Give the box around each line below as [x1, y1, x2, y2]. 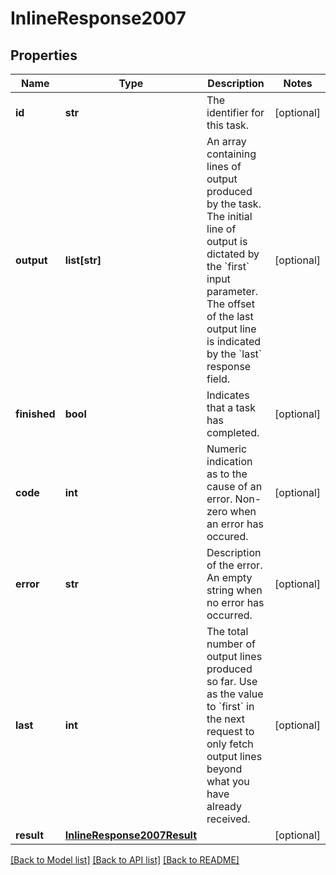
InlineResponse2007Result [64, 828, 198, 842]
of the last [206, 310, 254, 323]
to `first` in [206, 700, 255, 713]
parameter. [206, 285, 259, 298]
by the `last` [206, 347, 262, 361]
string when [206, 583, 263, 597]
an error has [206, 517, 264, 531]
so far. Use [206, 675, 258, 688]
